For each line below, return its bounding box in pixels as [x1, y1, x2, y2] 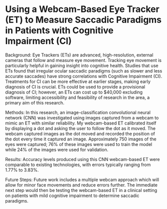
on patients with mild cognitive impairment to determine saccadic [5, 192, 140, 198]
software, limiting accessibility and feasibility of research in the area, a [5, 94, 150, 100]
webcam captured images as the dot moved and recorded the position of [5, 130, 156, 136]
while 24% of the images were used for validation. [5, 146, 109, 152]
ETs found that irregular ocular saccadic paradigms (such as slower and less [5, 67, 163, 73]
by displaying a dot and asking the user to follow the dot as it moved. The [5, 125, 156, 131]
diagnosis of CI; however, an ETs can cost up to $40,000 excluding [5, 89, 143, 95]
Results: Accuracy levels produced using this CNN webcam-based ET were [5, 156, 160, 162]
